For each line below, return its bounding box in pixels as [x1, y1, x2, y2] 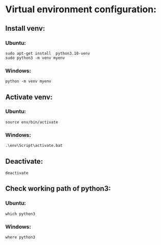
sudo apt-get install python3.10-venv [5, 51, 90, 56]
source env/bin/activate [5, 119, 58, 125]
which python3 [5, 211, 36, 216]
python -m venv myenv [5, 79, 52, 84]
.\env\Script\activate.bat [5, 143, 63, 148]
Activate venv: [5, 93, 53, 101]
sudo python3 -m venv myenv [5, 55, 65, 60]
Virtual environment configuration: [5, 4, 157, 15]
